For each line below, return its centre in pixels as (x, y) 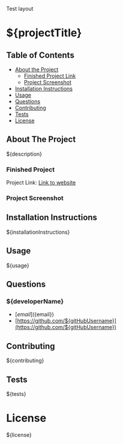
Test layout (20, 9)
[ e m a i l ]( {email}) (34, 314)
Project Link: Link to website (41, 183)
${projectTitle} (44, 33)
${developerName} (35, 301)
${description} (24, 154)
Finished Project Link (50, 76)
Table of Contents (40, 55)
